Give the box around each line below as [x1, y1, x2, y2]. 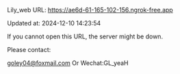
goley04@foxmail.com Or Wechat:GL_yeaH [7, 59, 129, 67]
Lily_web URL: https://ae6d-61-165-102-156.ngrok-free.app [7, 6, 173, 14]
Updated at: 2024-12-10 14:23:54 [7, 19, 101, 27]
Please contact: [7, 46, 51, 53]
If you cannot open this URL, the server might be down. [7, 32, 163, 40]
